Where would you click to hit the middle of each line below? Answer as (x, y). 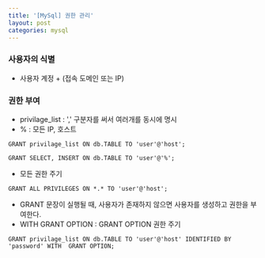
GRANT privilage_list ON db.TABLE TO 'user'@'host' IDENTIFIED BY (120, 239)
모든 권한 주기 (41, 173)
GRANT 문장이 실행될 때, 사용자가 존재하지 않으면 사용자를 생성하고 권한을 (134, 204)
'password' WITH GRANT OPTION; (61, 246)
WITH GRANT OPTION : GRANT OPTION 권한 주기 (100, 224)
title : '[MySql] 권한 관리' (51, 15)
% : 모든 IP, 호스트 (48, 129)
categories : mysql (38, 30)
